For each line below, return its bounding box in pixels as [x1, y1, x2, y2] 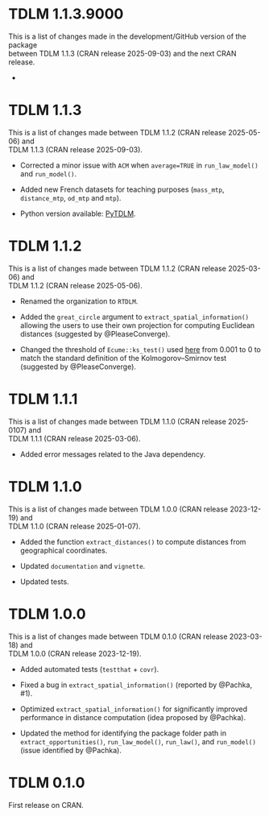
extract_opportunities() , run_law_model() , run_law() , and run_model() [19, 736, 256, 746]
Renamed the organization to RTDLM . [19, 296, 139, 306]
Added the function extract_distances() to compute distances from [19, 536, 246, 546]
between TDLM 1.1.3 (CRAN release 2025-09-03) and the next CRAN [8, 48, 237, 58]
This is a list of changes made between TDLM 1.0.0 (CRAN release [8, 504, 229, 514]
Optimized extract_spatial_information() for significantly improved [19, 704, 248, 714]
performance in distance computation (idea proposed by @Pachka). [19, 712, 246, 722]
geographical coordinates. [19, 545, 108, 555]
